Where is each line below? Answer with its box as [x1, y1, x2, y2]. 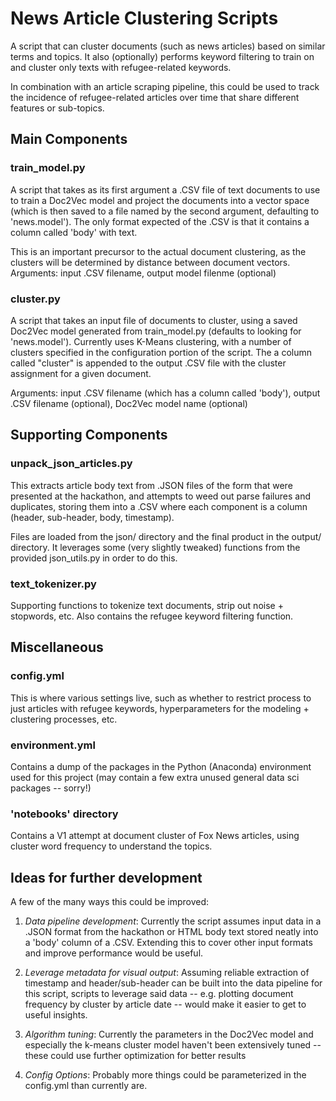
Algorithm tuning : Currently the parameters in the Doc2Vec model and [24, 1028, 314, 1040]
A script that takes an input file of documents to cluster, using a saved [10, 314, 298, 326]
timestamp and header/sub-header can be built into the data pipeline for [24, 977, 323, 989]
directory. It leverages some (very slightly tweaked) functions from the [10, 541, 301, 553]
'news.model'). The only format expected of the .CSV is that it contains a [10, 215, 310, 227]
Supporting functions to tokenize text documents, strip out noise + [10, 599, 284, 611]
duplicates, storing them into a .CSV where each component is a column [10, 500, 308, 512]
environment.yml [10, 738, 96, 752]
